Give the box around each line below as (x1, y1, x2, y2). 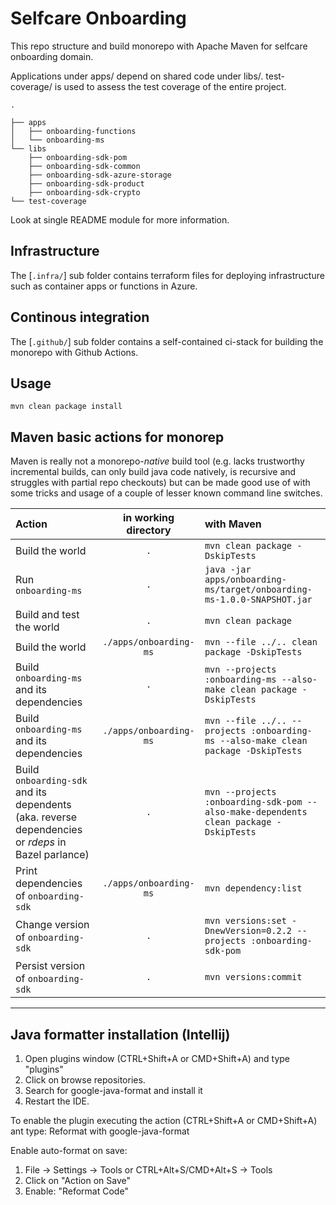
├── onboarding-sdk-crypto (28, 187, 141, 197)
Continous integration (10, 309, 150, 326)
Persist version (15, 959, 86, 973)
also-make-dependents (204, 807, 308, 818)
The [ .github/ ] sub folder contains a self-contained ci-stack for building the (10, 335, 324, 347)
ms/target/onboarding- (204, 584, 313, 596)
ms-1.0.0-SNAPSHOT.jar (204, 594, 313, 606)
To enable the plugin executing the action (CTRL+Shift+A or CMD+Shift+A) (10, 1115, 318, 1126)
